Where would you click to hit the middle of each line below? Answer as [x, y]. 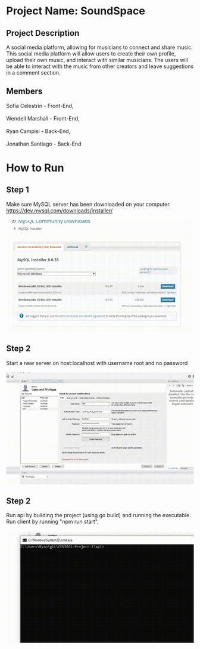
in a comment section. [33, 72]
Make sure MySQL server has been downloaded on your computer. [88, 204]
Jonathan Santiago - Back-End [44, 144]
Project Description [43, 33]
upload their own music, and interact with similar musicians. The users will [97, 60]
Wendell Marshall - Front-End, [43, 118]
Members [24, 92]
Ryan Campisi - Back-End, [38, 131]
